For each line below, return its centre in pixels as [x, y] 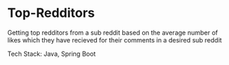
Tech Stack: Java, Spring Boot [52, 54]
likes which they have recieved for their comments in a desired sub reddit [115, 40]
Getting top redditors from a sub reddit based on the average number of [113, 32]
